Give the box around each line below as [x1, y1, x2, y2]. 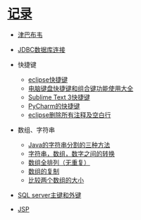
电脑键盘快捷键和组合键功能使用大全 [27, 84, 134, 92]
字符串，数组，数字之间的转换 [27, 149, 115, 158]
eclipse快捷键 [27, 75, 68, 84]
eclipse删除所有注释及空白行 [27, 110, 111, 119]
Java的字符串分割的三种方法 [27, 140, 111, 149]
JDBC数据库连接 [17, 45, 66, 54]
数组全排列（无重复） [27, 158, 90, 166]
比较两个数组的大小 [27, 176, 85, 184]
